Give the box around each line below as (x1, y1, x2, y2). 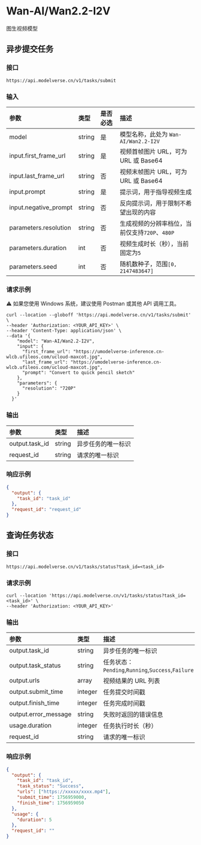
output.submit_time (9, 688, 63, 696)
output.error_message (9, 710, 72, 718)
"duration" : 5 (17, 817, 52, 823)
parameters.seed (9, 262, 57, 270)
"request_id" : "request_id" (11, 507, 82, 513)
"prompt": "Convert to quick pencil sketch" (22, 370, 135, 376)
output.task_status (9, 661, 61, 670)
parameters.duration (9, 243, 67, 252)
